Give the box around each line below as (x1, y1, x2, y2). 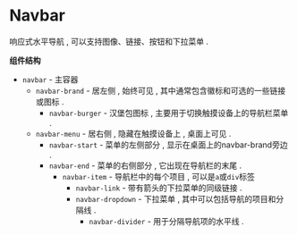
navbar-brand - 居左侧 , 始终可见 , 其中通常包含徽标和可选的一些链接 (35, 85, 286, 96)
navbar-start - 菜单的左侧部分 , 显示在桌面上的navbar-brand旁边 (48, 139, 288, 150)
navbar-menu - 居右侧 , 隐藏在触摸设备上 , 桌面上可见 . (35, 128, 232, 138)
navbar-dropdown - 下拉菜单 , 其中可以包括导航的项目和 (75, 193, 276, 204)
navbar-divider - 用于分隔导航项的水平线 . (89, 215, 244, 226)
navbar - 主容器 (21, 73, 79, 85)
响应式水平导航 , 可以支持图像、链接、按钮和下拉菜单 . (9, 36, 208, 46)
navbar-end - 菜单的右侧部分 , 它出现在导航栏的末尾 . (48, 160, 242, 171)
